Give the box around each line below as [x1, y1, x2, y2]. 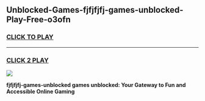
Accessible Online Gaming [6, 88, 75, 95]
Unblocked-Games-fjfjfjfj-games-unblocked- [6, 5, 184, 15]
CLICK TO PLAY [6, 33, 54, 42]
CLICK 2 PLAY [6, 56, 49, 64]
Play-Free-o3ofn [6, 15, 71, 25]
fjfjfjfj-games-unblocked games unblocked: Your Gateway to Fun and [6, 81, 186, 88]
